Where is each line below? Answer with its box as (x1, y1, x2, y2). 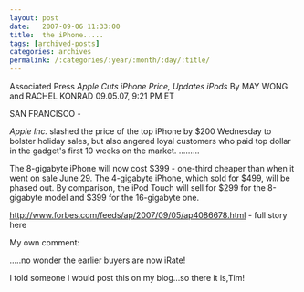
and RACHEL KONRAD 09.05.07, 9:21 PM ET (9, 90, 175, 101)
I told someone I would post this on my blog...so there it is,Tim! (9, 273, 245, 283)
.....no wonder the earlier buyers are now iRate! (9, 255, 186, 266)
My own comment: (9, 237, 80, 247)
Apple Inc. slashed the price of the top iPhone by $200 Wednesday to (9, 126, 272, 137)
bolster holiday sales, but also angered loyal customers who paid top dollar (9, 136, 291, 146)
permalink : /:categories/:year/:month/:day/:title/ (9, 56, 210, 65)
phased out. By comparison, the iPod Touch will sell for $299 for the (9, 182, 267, 193)
